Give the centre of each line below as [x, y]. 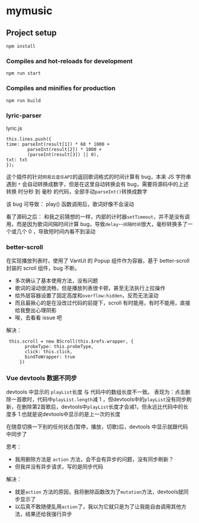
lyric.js [14, 128]
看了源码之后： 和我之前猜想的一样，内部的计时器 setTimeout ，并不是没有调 [98, 217]
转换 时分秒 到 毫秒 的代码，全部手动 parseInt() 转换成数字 [77, 191]
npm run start [24, 73]
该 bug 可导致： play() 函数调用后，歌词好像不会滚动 [70, 204]
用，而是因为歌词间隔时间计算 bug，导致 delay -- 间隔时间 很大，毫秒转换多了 [97, 224]
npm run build [24, 101]
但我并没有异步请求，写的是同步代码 [59, 467]
